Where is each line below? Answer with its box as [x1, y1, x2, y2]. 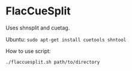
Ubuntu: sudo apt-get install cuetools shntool [5, 35, 127, 43]
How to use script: [5, 47, 51, 55]
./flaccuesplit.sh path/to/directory [5, 59, 100, 65]
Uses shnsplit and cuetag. [5, 24, 70, 31]
